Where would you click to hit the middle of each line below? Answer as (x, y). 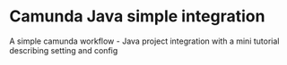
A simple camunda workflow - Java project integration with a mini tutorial (144, 41)
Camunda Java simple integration (137, 16)
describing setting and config (64, 50)
